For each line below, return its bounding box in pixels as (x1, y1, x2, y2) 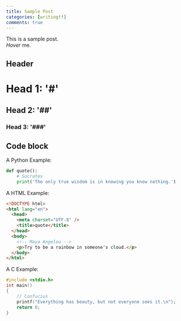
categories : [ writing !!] (6, 14, 67, 20)
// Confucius (16, 293, 48, 299)
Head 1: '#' (6, 82, 59, 95)
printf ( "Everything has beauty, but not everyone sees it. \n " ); (16, 299, 176, 305)
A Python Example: (6, 156, 52, 164)
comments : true (6, 19, 43, 25)
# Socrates (16, 173, 43, 179)
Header (6, 59, 34, 69)
